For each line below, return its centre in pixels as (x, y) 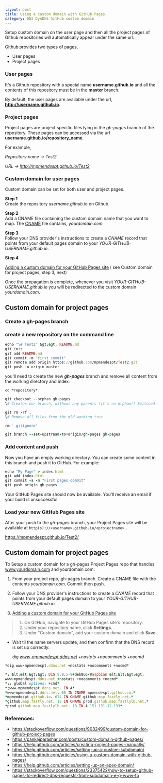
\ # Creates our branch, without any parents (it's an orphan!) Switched (80, 404)
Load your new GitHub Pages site (45, 512)
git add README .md (24, 353)
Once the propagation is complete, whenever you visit (59, 282)
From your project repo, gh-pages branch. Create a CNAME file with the (84, 579)
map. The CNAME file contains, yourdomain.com (54, 223)
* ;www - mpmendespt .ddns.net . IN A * (40, 688)
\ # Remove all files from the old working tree (54, 417)
